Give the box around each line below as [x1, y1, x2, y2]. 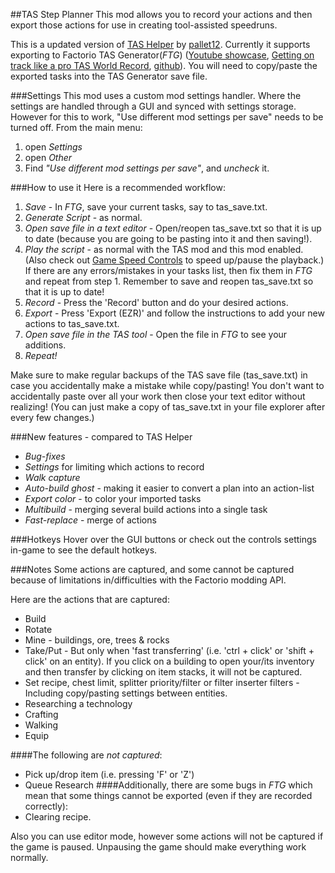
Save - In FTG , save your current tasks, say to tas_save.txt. [24, 201, 268, 213]
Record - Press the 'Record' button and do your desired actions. [24, 297, 289, 308]
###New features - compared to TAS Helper [10, 431, 193, 443]
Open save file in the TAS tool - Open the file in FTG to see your [24, 329, 288, 340]
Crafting [24, 709, 59, 720]
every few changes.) [10, 412, 95, 423]
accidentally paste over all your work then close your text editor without [10, 390, 306, 402]
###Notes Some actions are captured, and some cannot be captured [10, 564, 295, 575]
